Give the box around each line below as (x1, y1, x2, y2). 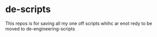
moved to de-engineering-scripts (5, 25, 75, 31)
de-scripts (5, 4, 51, 15)
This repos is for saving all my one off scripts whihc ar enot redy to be (5, 20, 152, 26)
